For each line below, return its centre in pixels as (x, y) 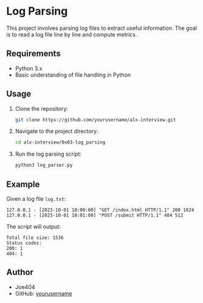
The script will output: (33, 227)
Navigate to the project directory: (57, 131)
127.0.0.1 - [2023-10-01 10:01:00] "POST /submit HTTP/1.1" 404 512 (95, 215)
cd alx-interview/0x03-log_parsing (60, 142)
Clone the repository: (42, 108)
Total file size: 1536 (35, 238)
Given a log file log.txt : (36, 199)
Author (20, 272)
